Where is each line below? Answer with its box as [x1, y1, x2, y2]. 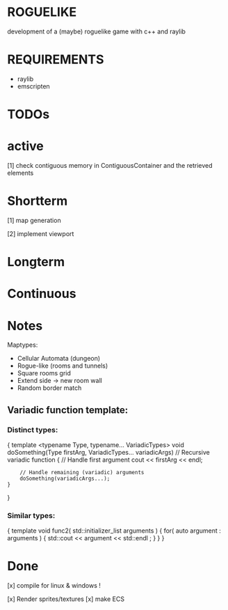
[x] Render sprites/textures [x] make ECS [7, 595, 125, 603]
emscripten [17, 81, 50, 91]
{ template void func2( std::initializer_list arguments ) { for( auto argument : [7, 526, 221, 535]
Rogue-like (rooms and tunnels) [17, 361, 108, 370]
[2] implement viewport [7, 229, 74, 237]
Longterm [7, 254, 65, 270]
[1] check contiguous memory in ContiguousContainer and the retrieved [7, 162, 213, 169]
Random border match [17, 384, 82, 392]
